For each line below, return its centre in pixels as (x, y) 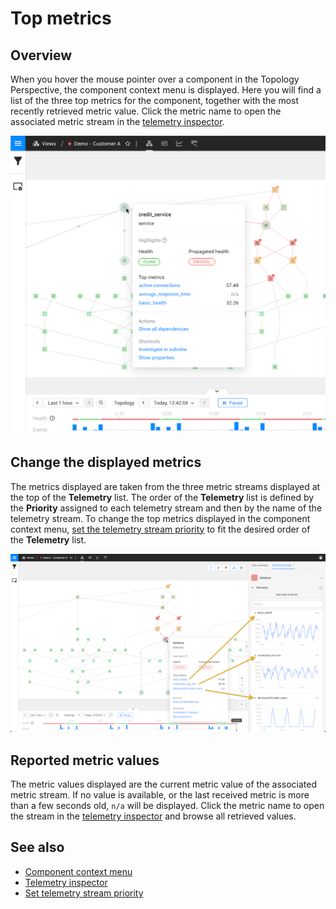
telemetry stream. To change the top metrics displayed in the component (160, 518)
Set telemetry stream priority (84, 893)
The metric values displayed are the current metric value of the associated (164, 784)
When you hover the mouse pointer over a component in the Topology (155, 79)
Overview (41, 55)
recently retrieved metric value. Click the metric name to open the (146, 111)
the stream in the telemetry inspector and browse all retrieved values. (153, 816)
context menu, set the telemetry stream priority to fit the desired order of (160, 529)
